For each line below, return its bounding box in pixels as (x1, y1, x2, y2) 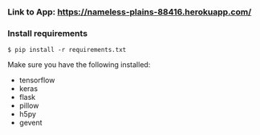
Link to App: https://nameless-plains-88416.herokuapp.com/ (7, 6, 252, 18)
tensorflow (18, 75, 55, 85)
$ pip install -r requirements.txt (7, 46, 127, 54)
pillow (18, 101, 39, 110)
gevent (18, 118, 43, 128)
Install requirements (7, 27, 88, 38)
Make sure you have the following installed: (7, 60, 151, 69)
